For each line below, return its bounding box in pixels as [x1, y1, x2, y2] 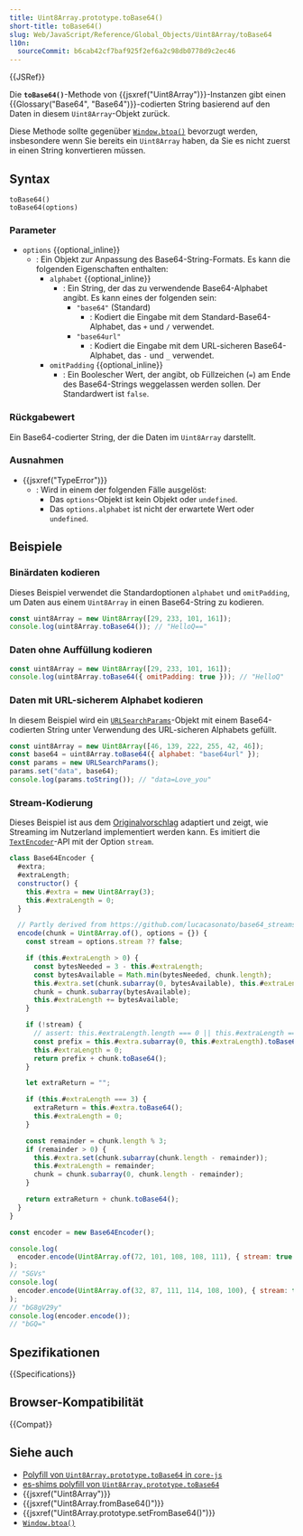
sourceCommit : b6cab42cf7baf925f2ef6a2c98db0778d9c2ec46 [17, 47, 236, 56]
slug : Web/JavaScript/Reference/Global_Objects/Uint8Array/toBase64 [9, 30, 272, 39]
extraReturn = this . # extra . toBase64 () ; [32, 1103, 183, 1112]
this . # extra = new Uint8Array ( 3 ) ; [25, 887, 155, 896]
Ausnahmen [9, 454, 65, 466]
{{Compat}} [9, 1419, 52, 1429]
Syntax [9, 171, 50, 186]
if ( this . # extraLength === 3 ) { [25, 1095, 147, 1104]
